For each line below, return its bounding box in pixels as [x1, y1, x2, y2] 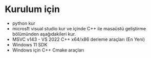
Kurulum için [5, 4, 60, 15]
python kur [12, 20, 35, 26]
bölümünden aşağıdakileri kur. [12, 31, 76, 37]
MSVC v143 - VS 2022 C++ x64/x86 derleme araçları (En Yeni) [12, 36, 145, 42]
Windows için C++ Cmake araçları [12, 47, 84, 53]
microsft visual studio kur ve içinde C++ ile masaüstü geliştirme [12, 25, 146, 31]
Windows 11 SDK [12, 41, 48, 47]
